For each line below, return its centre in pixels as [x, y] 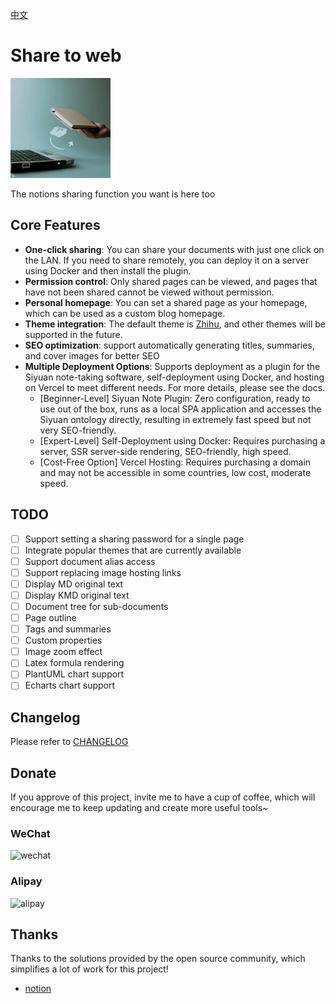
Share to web [66, 55]
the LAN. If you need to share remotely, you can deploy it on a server [167, 260]
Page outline [50, 617]
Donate [33, 773]
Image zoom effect [63, 652]
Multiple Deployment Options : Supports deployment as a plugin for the [172, 366]
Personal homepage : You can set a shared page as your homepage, [166, 302]
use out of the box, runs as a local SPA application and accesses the [180, 409]
